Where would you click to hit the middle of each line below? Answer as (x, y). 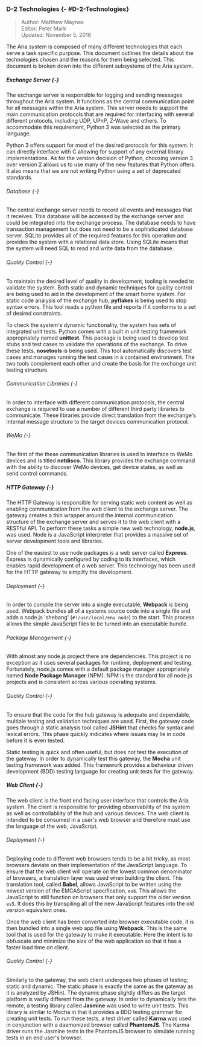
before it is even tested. (36, 740)
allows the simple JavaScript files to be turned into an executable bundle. (97, 624)
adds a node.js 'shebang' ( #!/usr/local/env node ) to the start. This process (100, 618)
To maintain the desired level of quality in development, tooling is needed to (100, 281)
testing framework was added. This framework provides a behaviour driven (100, 765)
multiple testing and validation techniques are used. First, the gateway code (100, 721)
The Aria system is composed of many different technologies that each (94, 47)
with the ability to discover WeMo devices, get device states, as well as (95, 467)
